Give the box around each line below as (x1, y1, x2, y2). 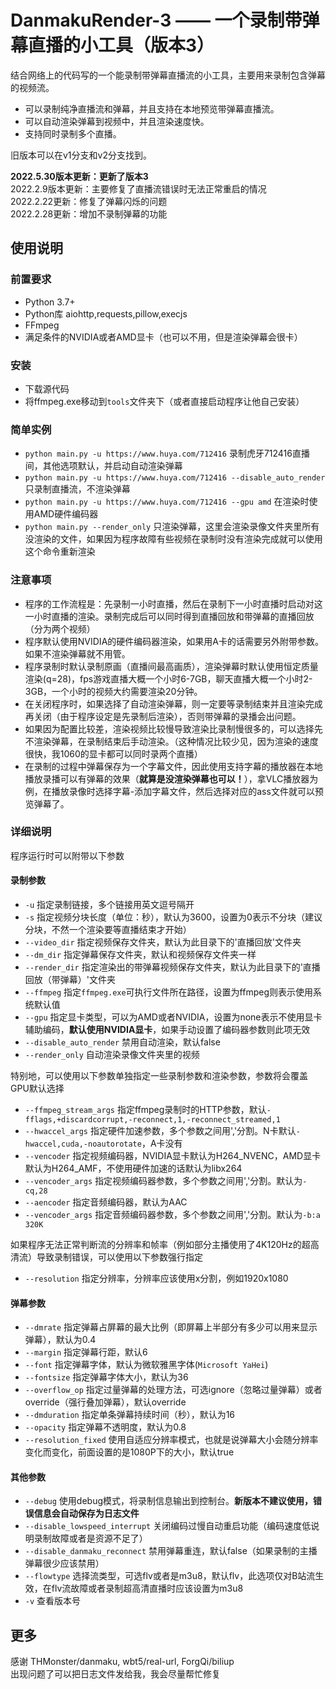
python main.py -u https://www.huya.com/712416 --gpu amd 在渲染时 (24, 496, 310, 508)
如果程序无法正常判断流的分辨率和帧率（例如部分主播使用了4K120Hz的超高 (10, 1239, 320, 1251)
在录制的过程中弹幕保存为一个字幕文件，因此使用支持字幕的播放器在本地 (24, 760, 323, 772)
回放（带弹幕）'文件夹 (24, 974, 116, 986)
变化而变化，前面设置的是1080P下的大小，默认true (24, 1446, 235, 1458)
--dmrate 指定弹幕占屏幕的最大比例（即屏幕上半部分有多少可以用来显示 (24, 1321, 318, 1333)
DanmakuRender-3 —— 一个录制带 (10, 9, 303, 32)
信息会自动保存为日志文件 (33, 1507, 140, 1520)
